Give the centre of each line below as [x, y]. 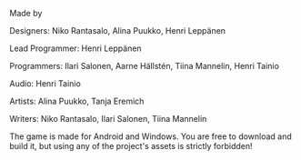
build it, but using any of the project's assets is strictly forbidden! [131, 146]
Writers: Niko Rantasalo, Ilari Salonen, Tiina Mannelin [108, 119]
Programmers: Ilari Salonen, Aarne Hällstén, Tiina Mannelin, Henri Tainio [145, 66]
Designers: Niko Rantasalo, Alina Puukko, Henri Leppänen [117, 30]
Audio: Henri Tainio [45, 84]
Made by [26, 13]
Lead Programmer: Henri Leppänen [76, 48]
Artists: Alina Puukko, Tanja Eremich [77, 101]
